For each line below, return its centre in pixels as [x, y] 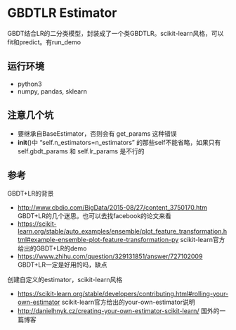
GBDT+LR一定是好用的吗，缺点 [62, 265]
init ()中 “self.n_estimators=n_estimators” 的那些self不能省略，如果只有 [119, 142]
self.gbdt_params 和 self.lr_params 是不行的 [81, 151]
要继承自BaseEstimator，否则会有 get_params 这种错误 [97, 133]
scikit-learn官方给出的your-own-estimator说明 [128, 302]
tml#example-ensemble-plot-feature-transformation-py [98, 240]
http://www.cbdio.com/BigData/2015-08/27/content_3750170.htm [112, 208]
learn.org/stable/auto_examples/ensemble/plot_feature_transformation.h [122, 231]
